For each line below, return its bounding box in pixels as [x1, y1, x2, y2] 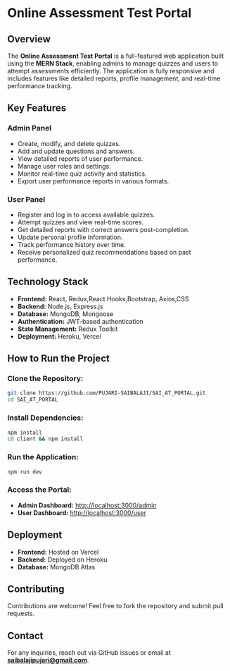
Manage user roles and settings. [17, 162, 111, 170]
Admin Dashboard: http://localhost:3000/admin [17, 501, 157, 509]
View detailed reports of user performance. [17, 154, 143, 163]
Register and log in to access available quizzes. [17, 210, 155, 219]
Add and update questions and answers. [17, 147, 135, 155]
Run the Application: [7, 452, 79, 462]
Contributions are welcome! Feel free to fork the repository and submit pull [7, 602, 224, 610]
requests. [7, 609, 35, 618]
